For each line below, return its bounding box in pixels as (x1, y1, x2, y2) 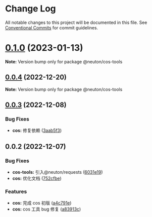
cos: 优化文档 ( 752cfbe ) (12, 175, 62, 182)
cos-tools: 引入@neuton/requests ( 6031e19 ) (12, 169, 103, 175)
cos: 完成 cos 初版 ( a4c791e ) (12, 200, 72, 206)
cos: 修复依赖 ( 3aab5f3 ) (12, 127, 62, 133)
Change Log (5, 3, 56, 14)
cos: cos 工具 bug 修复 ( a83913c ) (12, 206, 81, 212)
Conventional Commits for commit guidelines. (5, 24, 98, 30)
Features (5, 188, 27, 195)
